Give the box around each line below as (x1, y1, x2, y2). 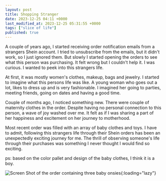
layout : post (5, 7, 32, 12)
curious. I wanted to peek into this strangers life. (5, 65, 104, 71)
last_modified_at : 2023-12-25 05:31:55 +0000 (5, 21, 101, 26)
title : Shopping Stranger (5, 12, 58, 17)
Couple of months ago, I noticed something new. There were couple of (5, 100, 150, 105)
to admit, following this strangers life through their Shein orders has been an (5, 130, 161, 136)
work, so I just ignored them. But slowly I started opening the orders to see (5, 54, 158, 60)
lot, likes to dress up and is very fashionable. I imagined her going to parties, (5, 85, 161, 90)
